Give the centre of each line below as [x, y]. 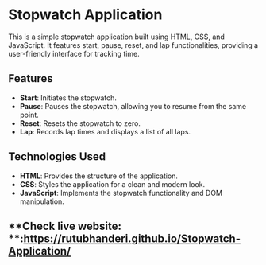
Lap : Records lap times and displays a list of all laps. [105, 131]
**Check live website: [65, 226]
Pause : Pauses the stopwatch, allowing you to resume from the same [133, 106]
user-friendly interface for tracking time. [74, 53]
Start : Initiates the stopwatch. [68, 98]
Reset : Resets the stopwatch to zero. [80, 123]
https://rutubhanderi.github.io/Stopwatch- [132, 238]
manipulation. [42, 201]
